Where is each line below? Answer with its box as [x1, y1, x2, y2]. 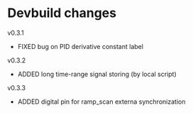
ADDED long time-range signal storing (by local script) [17, 70, 177, 78]
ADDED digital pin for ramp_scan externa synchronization [17, 97, 186, 106]
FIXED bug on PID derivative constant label [17, 42, 144, 50]
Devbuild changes [7, 5, 117, 21]
